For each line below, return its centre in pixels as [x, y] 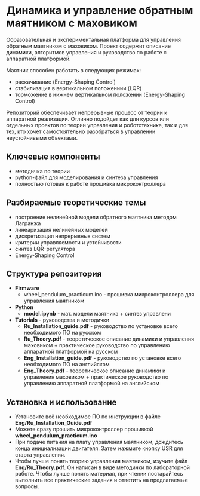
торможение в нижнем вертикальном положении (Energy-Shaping [100, 94]
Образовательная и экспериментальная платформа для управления [93, 39]
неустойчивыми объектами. [42, 137]
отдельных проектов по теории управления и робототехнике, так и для [97, 125]
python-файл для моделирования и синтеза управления [86, 177]
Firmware [27, 288]
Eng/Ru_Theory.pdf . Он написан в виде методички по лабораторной [102, 467]
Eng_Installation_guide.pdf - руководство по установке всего [102, 358]
